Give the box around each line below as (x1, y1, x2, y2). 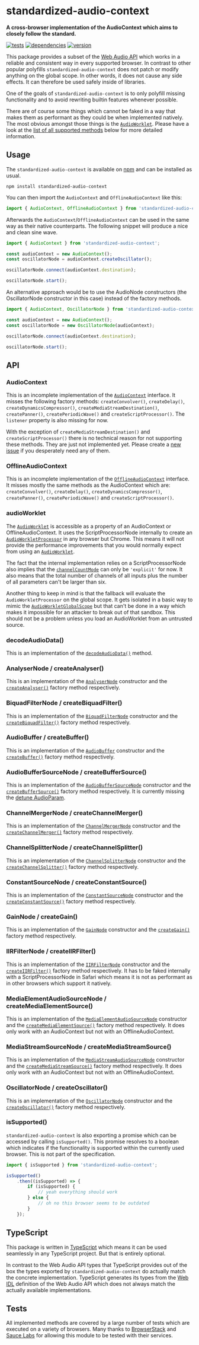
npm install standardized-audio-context (6, 183, 108, 189)
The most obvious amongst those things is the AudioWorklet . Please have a (6, 120, 190, 127)
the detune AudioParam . (6, 794, 66, 801)
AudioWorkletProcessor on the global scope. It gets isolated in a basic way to (6, 596, 193, 603)
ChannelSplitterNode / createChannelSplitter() (6, 843, 143, 852)
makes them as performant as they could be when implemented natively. (6, 114, 184, 121)
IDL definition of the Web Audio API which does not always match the (6, 1280, 176, 1287)
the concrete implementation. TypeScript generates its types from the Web (6, 1274, 189, 1281)
